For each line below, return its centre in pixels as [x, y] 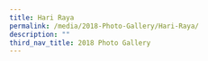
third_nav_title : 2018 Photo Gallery [80, 43]
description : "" [40, 34]
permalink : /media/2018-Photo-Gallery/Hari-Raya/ [104, 26]
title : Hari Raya [42, 17]
